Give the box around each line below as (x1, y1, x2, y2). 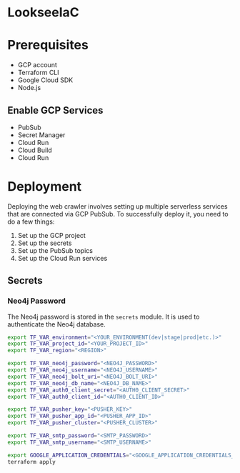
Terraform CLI (17, 69, 59, 77)
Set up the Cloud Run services (17, 254, 108, 262)
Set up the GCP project (17, 231, 86, 239)
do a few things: (7, 217, 55, 226)
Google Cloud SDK (17, 76, 74, 84)
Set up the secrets (17, 239, 72, 247)
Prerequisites (7, 37, 89, 54)
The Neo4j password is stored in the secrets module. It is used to (7, 312, 200, 321)
